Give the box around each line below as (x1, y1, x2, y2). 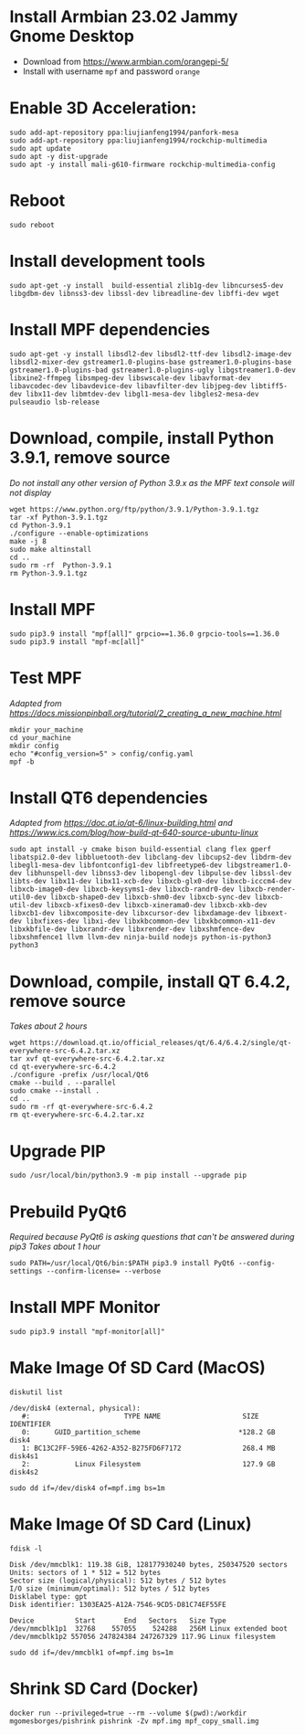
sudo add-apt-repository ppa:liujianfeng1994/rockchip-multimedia (9, 135, 268, 145)
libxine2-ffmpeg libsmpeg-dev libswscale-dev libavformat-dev (9, 373, 251, 383)
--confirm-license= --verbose (46, 1267, 162, 1276)
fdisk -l (9, 1544, 43, 1554)
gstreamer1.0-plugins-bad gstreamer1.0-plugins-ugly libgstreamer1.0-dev (9, 365, 297, 375)
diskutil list (9, 1388, 64, 1397)
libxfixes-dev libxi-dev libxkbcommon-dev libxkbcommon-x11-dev (26, 916, 276, 926)
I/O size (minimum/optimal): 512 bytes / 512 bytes (9, 1584, 210, 1593)
